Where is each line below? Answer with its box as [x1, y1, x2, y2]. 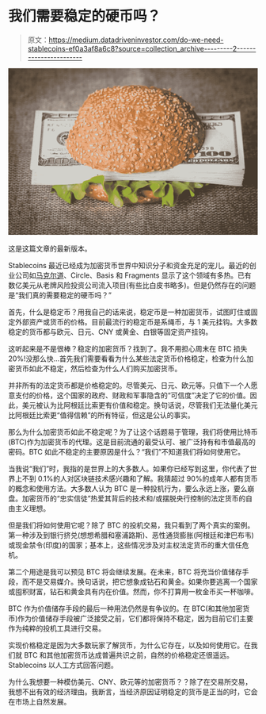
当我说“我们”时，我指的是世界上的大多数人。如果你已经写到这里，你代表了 [8, 464, 251, 474]
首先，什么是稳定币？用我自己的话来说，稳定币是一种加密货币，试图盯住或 [8, 307, 251, 317]
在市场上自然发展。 [8, 697, 71, 707]
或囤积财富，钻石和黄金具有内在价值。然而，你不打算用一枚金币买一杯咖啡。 [8, 587, 258, 597]
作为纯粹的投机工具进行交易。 [8, 624, 105, 633]
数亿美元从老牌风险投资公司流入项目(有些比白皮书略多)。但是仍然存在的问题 [8, 281, 256, 290]
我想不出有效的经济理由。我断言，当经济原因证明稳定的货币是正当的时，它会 [8, 687, 258, 697]
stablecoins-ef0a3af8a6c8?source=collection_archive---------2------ [27, 44, 256, 53]
